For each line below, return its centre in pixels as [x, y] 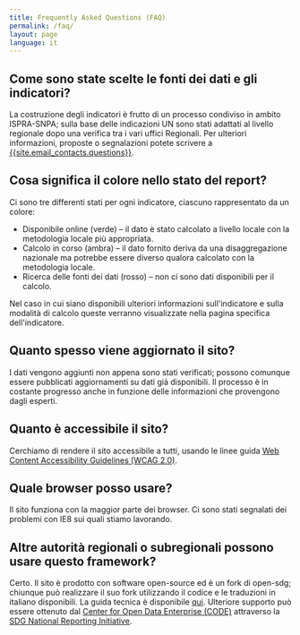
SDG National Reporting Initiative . [71, 621]
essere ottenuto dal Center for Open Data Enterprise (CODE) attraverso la [145, 612]
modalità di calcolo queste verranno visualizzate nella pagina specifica [140, 313]
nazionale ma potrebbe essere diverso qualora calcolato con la [138, 257]
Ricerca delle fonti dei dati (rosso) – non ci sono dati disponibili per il [148, 276]
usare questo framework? [83, 561]
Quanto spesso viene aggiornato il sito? [122, 351]
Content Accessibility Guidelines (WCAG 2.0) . [93, 460]
